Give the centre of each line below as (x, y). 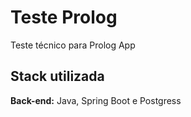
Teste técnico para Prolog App (73, 45)
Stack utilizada (57, 76)
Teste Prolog (64, 17)
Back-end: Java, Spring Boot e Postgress (96, 100)
